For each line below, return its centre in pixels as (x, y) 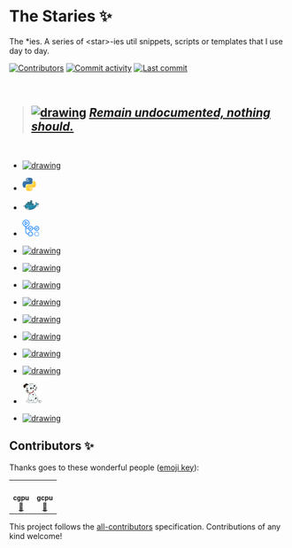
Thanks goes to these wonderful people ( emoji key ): (104, 467)
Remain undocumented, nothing (180, 113)
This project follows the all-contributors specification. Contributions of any (145, 526)
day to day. (30, 50)
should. (52, 127)
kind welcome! (36, 536)
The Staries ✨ (61, 16)
